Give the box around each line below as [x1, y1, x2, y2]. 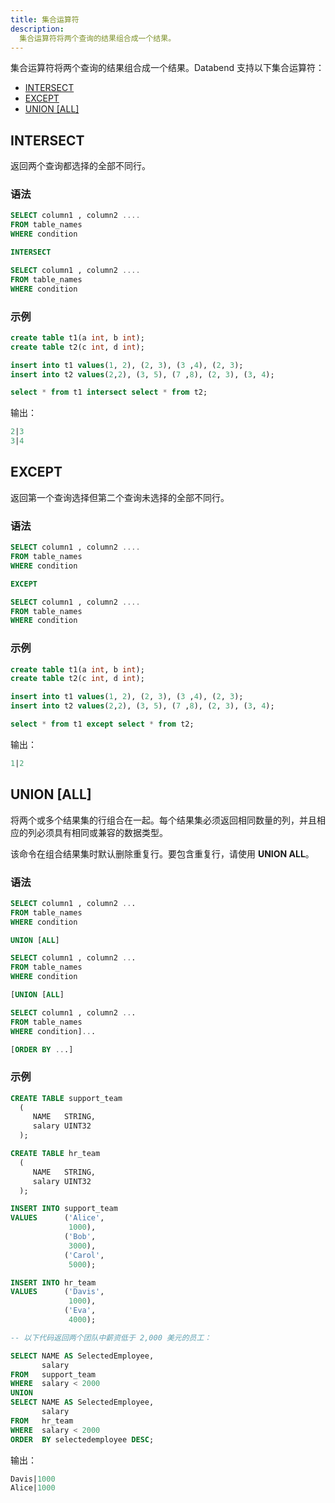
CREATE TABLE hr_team [10, 1149, 101, 1159]
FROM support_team [10, 1369, 97, 1380]
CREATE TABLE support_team [10, 1093, 123, 1103]
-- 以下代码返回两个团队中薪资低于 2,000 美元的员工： [10, 1332, 212, 1343]
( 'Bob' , [63, 1232, 97, 1242]
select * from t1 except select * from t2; [10, 719, 195, 730]
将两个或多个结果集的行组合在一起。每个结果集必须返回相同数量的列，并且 [10, 814, 317, 826]
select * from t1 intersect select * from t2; [10, 387, 208, 398]
